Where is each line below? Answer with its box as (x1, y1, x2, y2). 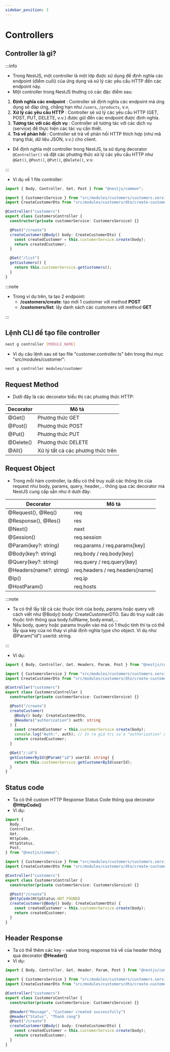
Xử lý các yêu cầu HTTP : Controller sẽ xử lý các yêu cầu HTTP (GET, (12, 109, 158, 115)
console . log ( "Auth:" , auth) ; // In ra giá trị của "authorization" (14, 732, 162, 737)
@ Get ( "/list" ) (10, 256, 39, 261)
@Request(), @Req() (8, 509, 57, 516)
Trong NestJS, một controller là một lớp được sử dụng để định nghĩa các (12, 72, 163, 78)
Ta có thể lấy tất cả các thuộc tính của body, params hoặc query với (12, 606, 155, 612)
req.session (74, 533, 102, 540)
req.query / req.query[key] (74, 558, 138, 565)
